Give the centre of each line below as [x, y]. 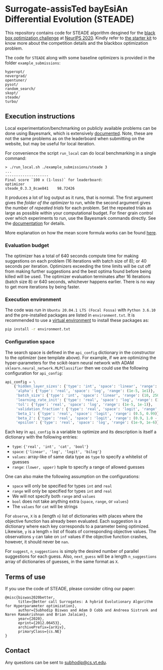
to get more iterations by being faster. [43, 287]
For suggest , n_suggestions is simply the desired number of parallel [72, 551]
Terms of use [25, 577]
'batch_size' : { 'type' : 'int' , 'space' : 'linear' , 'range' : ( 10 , [83, 396]
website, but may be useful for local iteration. [50, 143]
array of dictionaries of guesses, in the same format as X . [62, 562]
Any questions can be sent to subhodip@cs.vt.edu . [56, 662]
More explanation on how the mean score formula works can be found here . [81, 232]
